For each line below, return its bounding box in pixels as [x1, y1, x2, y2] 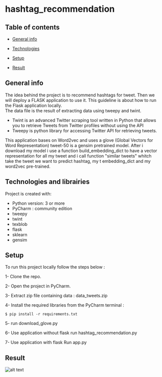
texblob [12, 221, 28, 227]
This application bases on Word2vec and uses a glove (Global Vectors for [5, 137, 153, 143]
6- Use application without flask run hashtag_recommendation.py [5, 330, 138, 336]
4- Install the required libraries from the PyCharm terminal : [5, 302, 124, 308]
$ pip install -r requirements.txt [5, 312, 78, 317]
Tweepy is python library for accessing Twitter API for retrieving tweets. [12, 127, 158, 133]
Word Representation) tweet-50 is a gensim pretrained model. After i [5, 142, 143, 148]
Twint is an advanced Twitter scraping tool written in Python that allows [12, 117, 157, 123]
